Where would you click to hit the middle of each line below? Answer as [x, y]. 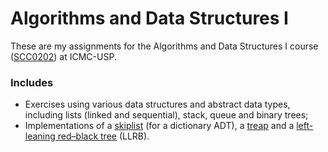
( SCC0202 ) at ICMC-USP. [63, 56]
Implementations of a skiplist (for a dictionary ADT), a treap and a [159, 126]
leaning [40, 136]
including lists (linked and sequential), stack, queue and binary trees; [166, 115]
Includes [32, 82]
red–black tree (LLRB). [103, 136]
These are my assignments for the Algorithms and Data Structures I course [164, 46]
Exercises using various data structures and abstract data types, [157, 104]
